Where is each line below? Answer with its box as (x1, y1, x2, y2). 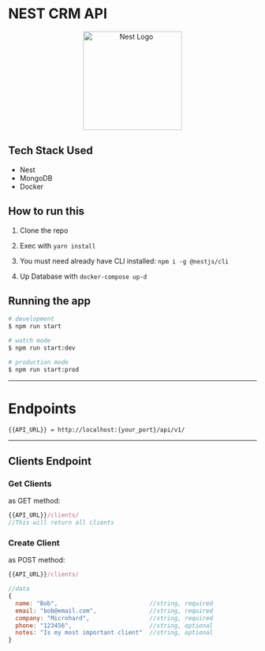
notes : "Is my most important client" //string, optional (15, 629, 214, 637)
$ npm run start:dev (8, 344, 77, 352)
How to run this (8, 204, 85, 218)
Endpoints (8, 399, 77, 417)
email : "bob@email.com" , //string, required (15, 607, 214, 615)
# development (8, 315, 55, 324)
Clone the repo (19, 226, 69, 235)
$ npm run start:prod (8, 365, 80, 373)
